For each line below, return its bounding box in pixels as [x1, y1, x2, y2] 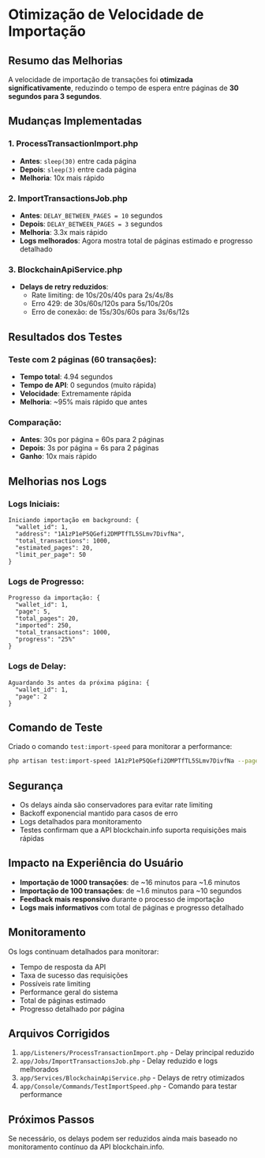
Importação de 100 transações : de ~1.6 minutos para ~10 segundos [19, 886, 242, 895]
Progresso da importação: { [8, 594, 101, 602]
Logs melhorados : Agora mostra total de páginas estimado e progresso [19, 236, 253, 245]
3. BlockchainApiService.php [8, 263, 123, 274]
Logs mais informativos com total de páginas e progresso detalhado [19, 903, 244, 912]
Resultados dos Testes [8, 330, 122, 343]
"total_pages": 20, [15, 615, 80, 623]
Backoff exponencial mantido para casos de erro [19, 808, 178, 818]
